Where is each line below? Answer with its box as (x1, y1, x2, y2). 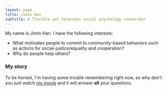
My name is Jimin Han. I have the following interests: (5, 30, 114, 36)
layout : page (5, 7, 32, 12)
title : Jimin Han (5, 12, 41, 17)
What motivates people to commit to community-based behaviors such (12, 40, 159, 46)
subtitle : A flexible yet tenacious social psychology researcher (5, 16, 146, 21)
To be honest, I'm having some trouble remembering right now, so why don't (5, 74, 162, 80)
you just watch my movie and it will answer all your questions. (5, 79, 133, 85)
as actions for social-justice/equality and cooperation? (12, 45, 125, 51)
